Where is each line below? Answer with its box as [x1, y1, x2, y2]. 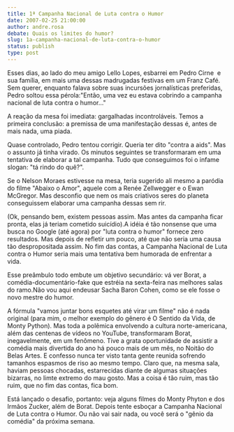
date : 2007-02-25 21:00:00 [7, 17, 86, 24]
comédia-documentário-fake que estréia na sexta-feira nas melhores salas [7, 278, 223, 286]
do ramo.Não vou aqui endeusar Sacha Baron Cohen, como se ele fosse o [7, 285, 221, 294]
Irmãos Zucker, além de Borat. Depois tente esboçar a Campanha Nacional [7, 402, 222, 410]
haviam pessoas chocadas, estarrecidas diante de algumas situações [7, 366, 207, 374]
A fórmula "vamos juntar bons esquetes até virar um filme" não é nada [7, 306, 210, 315]
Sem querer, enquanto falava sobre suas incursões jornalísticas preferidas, [7, 83, 223, 92]
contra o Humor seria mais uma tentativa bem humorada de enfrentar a [7, 250, 212, 258]
